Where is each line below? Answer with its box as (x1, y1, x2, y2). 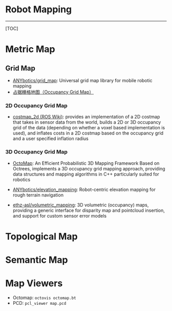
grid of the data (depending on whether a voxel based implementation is (12, 125, 165, 131)
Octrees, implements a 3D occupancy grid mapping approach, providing (12, 165, 165, 171)
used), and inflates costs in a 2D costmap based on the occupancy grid (12, 130, 164, 137)
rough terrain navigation (12, 191, 64, 198)
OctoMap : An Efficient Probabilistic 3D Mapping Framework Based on (12, 160, 160, 166)
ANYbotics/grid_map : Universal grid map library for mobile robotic (12, 77, 153, 83)
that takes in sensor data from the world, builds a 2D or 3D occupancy (12, 119, 161, 125)
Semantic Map (5, 254, 68, 265)
